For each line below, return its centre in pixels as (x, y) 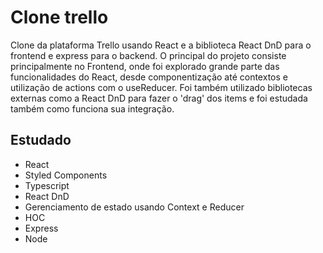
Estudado (41, 140)
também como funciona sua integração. (92, 108)
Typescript (47, 185)
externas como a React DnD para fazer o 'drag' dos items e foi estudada (159, 98)
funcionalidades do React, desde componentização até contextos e (149, 77)
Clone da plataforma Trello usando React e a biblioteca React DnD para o (161, 45)
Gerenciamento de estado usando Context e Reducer (134, 207)
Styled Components (66, 175)
